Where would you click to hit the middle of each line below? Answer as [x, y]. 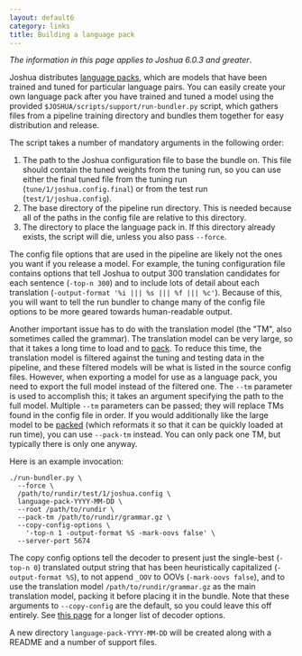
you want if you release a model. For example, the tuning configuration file [147, 264]
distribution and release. [55, 125]
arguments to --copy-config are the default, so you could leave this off [141, 606]
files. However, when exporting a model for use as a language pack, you [143, 377]
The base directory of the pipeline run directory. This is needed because [157, 208]
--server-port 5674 [54, 542]
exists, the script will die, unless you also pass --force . [124, 237]
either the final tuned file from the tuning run [105, 179]
